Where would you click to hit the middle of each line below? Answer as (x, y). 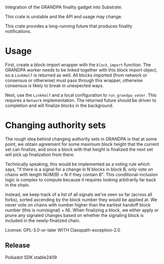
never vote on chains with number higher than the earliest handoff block (78, 205)
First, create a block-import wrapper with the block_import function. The (78, 65)
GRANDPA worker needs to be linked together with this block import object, (81, 70)
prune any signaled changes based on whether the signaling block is (74, 215)
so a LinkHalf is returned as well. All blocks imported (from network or (76, 75)
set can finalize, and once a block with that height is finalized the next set (79, 149)
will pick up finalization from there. (40, 155)
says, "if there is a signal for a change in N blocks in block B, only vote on (79, 169)
